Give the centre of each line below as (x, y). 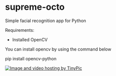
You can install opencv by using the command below (58, 49)
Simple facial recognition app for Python (46, 21)
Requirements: (20, 30)
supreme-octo (35, 7)
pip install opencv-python (31, 58)
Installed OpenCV (30, 39)
